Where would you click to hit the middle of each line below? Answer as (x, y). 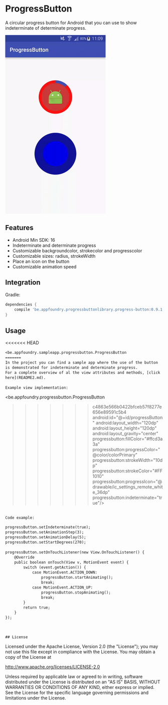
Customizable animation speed (44, 266)
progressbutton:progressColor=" (126, 449)
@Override (25, 557)
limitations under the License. (36, 698)
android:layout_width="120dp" (127, 423)
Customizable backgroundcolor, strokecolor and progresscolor (77, 250)
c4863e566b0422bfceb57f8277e (127, 407)
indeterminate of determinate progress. (46, 28)
